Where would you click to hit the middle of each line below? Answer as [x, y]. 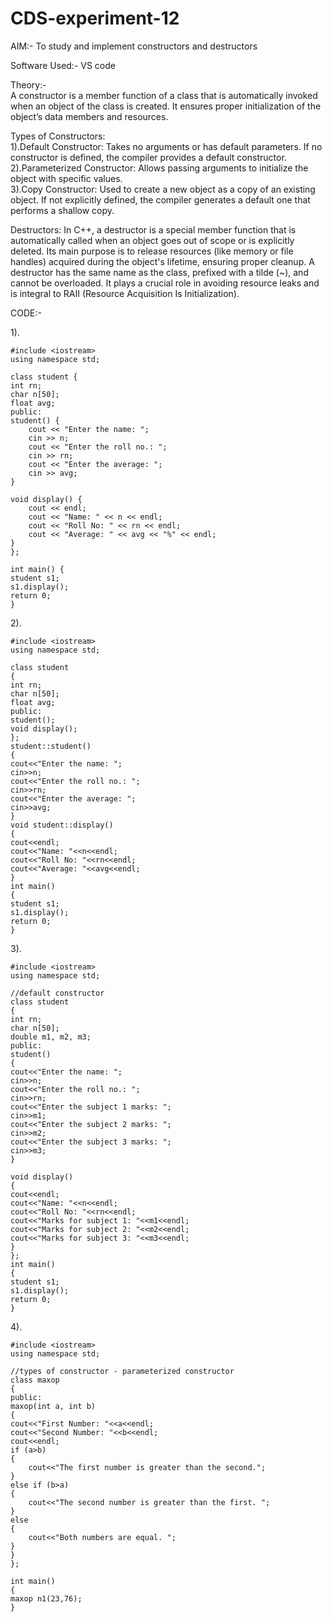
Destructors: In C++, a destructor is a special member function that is [153, 229]
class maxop [35, 1380]
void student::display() [62, 825]
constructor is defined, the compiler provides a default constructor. [148, 157]
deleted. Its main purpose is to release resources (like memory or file [152, 251]
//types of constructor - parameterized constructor [122, 1371]
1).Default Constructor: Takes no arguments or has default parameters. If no [166, 146]
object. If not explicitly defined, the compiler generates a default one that [160, 199]
